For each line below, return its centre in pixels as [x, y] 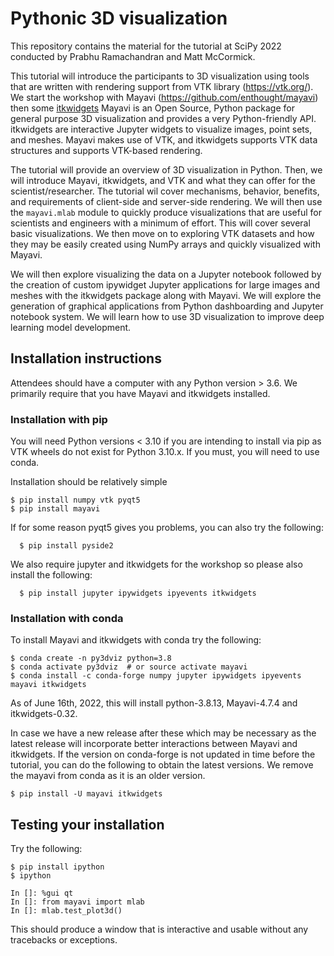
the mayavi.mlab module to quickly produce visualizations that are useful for [166, 212]
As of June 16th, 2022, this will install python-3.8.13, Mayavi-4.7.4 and [154, 703]
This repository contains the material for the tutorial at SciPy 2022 [146, 46]
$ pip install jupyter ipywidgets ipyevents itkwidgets [138, 593]
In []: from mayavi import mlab [77, 902]
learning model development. [71, 327]
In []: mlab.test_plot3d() [66, 911]
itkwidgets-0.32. [44, 714]
